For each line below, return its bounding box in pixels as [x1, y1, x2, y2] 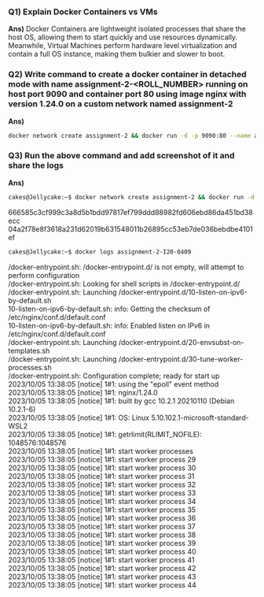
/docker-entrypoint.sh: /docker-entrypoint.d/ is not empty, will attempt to [8, 262, 244, 272]
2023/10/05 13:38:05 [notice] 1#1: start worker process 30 [8, 463, 196, 473]
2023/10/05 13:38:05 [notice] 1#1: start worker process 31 [8, 471, 195, 480]
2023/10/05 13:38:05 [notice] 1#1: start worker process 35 [8, 505, 196, 514]
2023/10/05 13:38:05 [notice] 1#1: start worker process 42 [8, 563, 196, 573]
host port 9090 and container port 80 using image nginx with [8, 89, 247, 100]
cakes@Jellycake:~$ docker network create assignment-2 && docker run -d [8, 193, 255, 201]
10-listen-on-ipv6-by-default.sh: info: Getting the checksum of [8, 304, 211, 313]
